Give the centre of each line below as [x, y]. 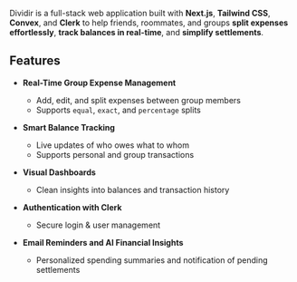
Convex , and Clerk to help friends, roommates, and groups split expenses [149, 23]
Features [35, 61]
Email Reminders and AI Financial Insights [103, 242]
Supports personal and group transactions [115, 154]
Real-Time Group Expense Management [99, 83]
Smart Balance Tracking [69, 127]
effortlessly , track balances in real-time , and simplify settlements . [137, 32]
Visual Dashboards [59, 172]
